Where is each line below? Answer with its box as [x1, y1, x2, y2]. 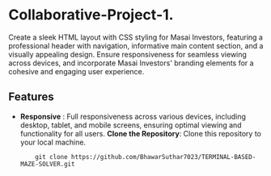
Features [8, 90, 54, 104]
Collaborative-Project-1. [8, 6, 174, 24]
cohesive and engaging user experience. [8, 66, 145, 76]
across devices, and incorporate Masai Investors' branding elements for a [8, 58, 254, 68]
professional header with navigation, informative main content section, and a [8, 40, 264, 50]
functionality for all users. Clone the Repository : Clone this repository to [19, 128, 261, 138]
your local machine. [19, 137, 87, 147]
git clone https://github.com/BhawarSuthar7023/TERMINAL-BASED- [35, 153, 256, 161]
